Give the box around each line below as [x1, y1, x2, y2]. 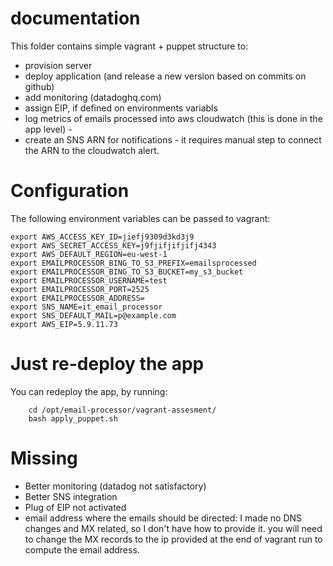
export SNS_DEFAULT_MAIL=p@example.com [10, 310, 177, 321]
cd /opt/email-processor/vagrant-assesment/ [28, 405, 217, 415]
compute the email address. [24, 543, 140, 556]
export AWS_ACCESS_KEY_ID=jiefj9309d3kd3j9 [10, 232, 195, 242]
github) [24, 80, 55, 92]
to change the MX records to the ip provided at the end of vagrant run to [24, 533, 323, 545]
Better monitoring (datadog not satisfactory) [24, 480, 207, 492]
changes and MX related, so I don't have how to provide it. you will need [24, 522, 323, 534]
